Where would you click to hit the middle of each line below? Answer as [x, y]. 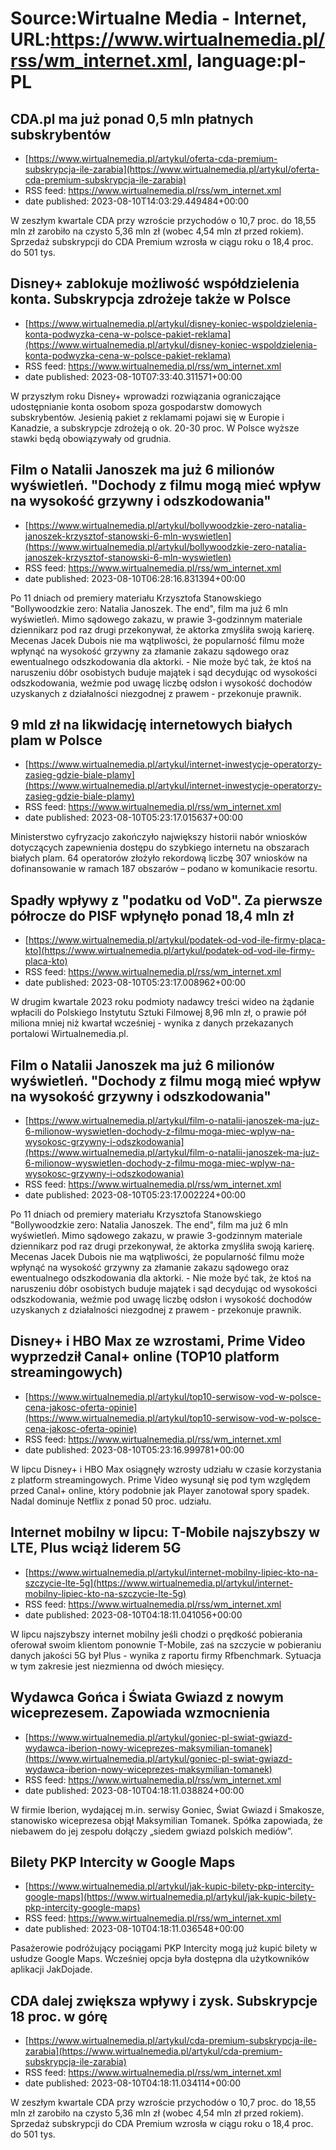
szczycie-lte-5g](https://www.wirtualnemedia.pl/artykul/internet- [159, 1583]
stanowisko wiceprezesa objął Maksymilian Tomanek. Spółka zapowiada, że [166, 1820]
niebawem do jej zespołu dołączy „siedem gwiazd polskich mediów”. [151, 1831]
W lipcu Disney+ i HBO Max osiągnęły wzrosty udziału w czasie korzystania [166, 1469]
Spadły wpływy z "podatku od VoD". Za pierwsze [166, 900]
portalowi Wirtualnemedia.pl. [69, 1034]
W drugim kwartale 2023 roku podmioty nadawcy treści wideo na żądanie [162, 1002]
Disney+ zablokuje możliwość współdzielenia [155, 283]
